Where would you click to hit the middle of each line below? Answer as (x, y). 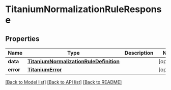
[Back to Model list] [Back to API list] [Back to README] (64, 82)
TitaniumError (45, 70)
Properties (22, 39)
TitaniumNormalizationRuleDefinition (73, 61)
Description (139, 53)
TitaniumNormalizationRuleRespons (83, 9)
